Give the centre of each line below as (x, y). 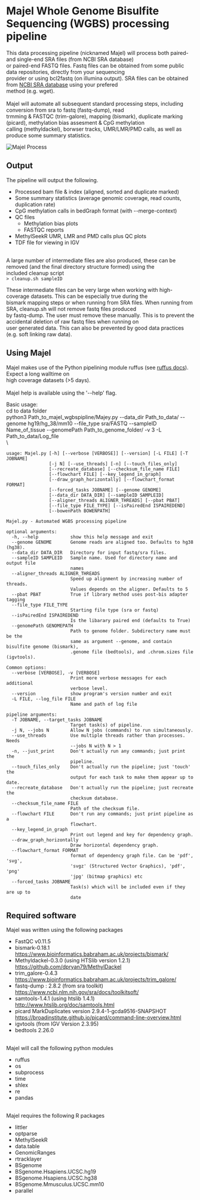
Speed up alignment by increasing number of (127, 579)
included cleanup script (35, 273)
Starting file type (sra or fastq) (115, 610)
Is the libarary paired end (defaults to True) (130, 620)
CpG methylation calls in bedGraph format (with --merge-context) (96, 211)
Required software (41, 916)
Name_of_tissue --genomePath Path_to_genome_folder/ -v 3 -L (84, 430)
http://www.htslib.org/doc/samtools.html (64, 1005)
